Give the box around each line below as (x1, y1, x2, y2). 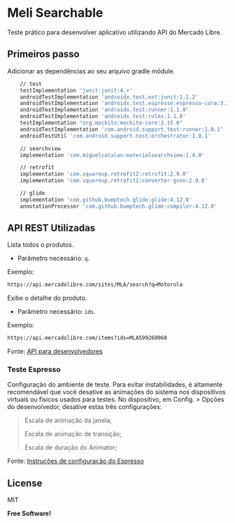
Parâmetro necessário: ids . (17, 308, 97, 316)
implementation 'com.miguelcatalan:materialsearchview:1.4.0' (20, 152, 205, 159)
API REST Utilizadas (7, 222, 96, 234)
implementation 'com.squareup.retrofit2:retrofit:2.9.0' (20, 171, 190, 178)
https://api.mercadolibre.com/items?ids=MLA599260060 (7, 334, 168, 342)
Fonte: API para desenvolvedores (7, 348, 104, 356)
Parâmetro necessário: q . (17, 254, 90, 263)
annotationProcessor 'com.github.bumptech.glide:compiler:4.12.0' (20, 203, 218, 210)
